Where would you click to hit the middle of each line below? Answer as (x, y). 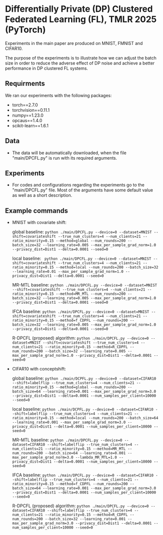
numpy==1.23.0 (28, 115)
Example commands (36, 211)
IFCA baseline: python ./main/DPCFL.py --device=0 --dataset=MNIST (81, 311)
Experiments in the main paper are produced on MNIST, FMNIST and (74, 43)
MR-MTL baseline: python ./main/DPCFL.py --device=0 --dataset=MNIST (84, 285)
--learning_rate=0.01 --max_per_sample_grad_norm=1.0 (68, 272)
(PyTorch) (26, 30)
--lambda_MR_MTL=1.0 (96, 457)
